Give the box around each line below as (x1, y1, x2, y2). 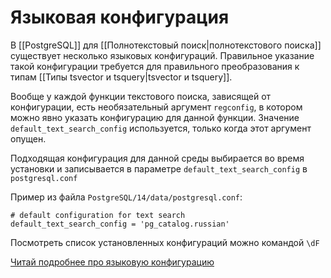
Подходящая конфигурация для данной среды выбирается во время (10, 152, 305, 164)
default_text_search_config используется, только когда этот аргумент (10, 122, 312, 134)
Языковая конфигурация (10, 6, 230, 29)
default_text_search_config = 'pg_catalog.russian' (10, 219, 230, 229)
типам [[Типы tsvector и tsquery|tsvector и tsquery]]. (10, 71, 233, 83)
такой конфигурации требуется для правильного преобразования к (10, 60, 300, 72)
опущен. (10, 132, 47, 145)
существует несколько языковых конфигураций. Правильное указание (10, 49, 315, 61)
